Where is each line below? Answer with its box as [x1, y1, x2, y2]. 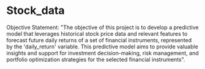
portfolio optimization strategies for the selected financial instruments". [6, 56, 185, 63]
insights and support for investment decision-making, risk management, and [6, 49, 199, 56]
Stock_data [6, 4, 65, 18]
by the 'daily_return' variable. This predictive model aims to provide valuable [6, 43, 199, 50]
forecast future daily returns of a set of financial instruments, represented [6, 36, 192, 44]
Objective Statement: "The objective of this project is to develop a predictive [6, 24, 199, 31]
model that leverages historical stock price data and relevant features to [6, 30, 188, 37]
